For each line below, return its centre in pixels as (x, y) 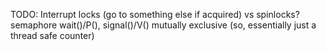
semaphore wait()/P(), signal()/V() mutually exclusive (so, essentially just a (163, 25)
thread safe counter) (52, 35)
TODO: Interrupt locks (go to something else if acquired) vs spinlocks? (155, 14)
